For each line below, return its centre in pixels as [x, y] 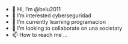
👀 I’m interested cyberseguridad [52, 15]
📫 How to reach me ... [40, 35]
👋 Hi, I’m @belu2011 [36, 9]
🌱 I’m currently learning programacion [59, 22]
